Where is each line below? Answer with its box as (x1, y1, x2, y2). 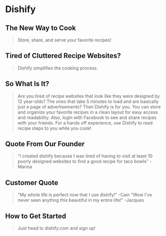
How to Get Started (5, 212, 66, 220)
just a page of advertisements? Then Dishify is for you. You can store (17, 103, 161, 109)
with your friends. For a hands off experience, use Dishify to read (17, 120, 153, 126)
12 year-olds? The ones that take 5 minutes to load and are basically (17, 98, 159, 104)
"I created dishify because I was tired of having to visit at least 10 (17, 153, 153, 159)
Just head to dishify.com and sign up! (17, 225, 96, 231)
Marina (17, 164, 33, 170)
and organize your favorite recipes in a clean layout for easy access (17, 109, 158, 115)
